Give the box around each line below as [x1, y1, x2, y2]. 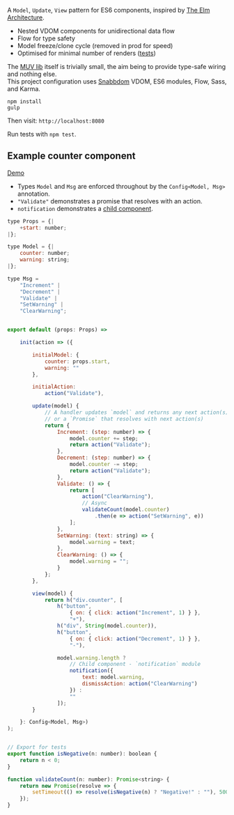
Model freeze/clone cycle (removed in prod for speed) [17, 42, 173, 49]
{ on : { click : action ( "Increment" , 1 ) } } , [69, 610, 201, 616]
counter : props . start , [44, 358, 111, 365]
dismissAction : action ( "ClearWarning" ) [81, 681, 198, 688]
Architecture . [7, 13, 45, 22]
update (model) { [32, 403, 79, 410]
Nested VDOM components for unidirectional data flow [17, 27, 175, 35]
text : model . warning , [81, 674, 145, 681]
